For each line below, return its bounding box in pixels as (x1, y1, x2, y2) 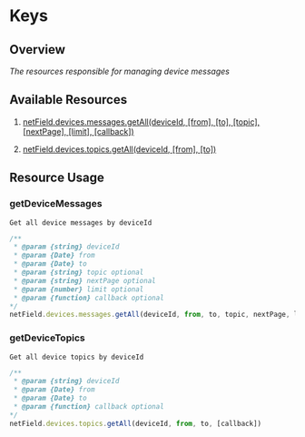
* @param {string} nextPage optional (13, 276, 156, 285)
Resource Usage (9, 170, 104, 186)
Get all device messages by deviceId (9, 218, 152, 228)
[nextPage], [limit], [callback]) (22, 126, 134, 137)
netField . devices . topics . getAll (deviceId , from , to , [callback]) (9, 419, 261, 428)
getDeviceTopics (9, 331, 85, 344)
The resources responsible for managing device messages (9, 66, 230, 76)
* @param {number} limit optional (13, 284, 144, 294)
